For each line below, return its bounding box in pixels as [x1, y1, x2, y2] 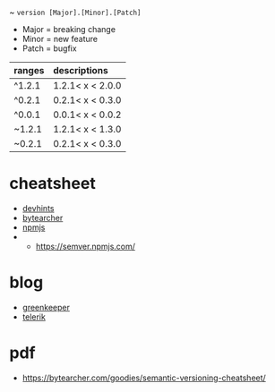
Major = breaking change [21, 24, 116, 34]
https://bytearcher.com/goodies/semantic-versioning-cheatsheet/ [21, 372, 266, 383]
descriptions [53, 64, 109, 76]
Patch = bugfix [21, 43, 78, 54]
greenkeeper [21, 302, 70, 312]
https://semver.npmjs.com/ [35, 241, 136, 251]
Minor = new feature [21, 34, 99, 44]
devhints [21, 202, 55, 213]
